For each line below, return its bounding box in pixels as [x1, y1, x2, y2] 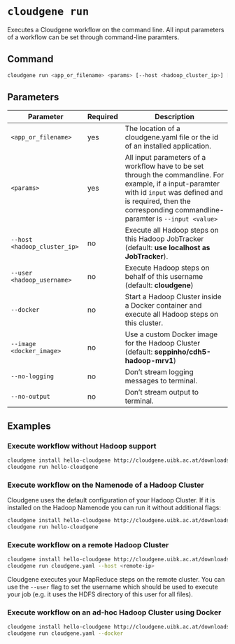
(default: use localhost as [124, 243, 211, 253]
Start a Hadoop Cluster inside [124, 292, 222, 302]
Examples [7, 420, 51, 432]
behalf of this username [124, 272, 204, 282]
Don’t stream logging [124, 367, 194, 377]
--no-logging [10, 373, 55, 381]
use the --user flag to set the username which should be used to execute [7, 582, 218, 591]
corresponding [124, 205, 173, 215]
